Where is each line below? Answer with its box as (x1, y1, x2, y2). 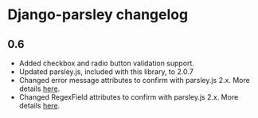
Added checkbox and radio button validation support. (18, 58, 194, 68)
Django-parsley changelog (7, 6, 189, 24)
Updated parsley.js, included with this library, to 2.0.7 (18, 67, 194, 77)
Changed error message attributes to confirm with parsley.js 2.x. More (18, 76, 250, 85)
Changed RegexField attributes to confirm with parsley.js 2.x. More (18, 92, 239, 101)
